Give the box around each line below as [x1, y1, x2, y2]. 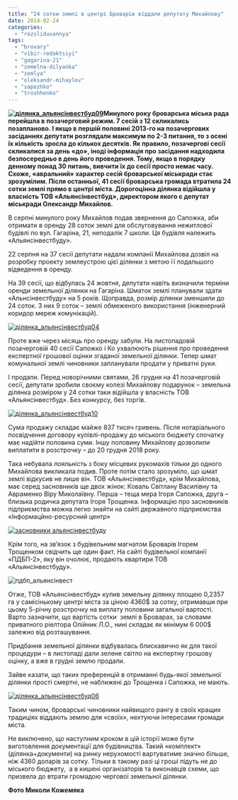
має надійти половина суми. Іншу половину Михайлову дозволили [8, 438, 210, 447]
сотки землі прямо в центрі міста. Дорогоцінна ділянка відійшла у [8, 185, 216, 193]
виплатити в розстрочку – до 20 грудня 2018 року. [8, 445, 161, 455]
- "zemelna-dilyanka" [14, 63, 79, 70]
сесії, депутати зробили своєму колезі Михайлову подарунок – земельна [8, 381, 231, 389]
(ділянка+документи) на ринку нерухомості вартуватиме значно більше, [8, 750, 229, 758]
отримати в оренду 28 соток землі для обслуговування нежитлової [8, 221, 212, 229]
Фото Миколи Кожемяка [8, 786, 84, 794]
